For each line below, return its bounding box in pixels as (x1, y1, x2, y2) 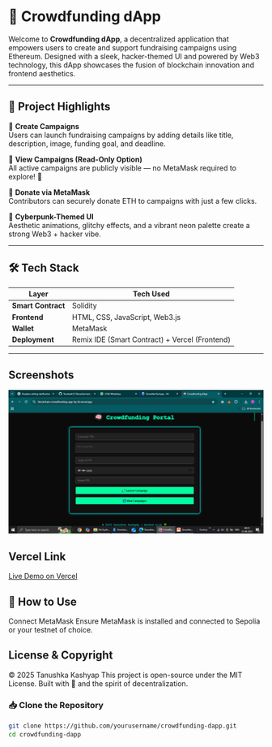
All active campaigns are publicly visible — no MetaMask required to (8, 162, 237, 173)
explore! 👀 (8, 171, 43, 181)
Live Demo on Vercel (8, 572, 79, 581)
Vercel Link (8, 550, 66, 563)
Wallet (11, 323, 34, 333)
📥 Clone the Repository (8, 699, 104, 710)
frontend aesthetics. (8, 68, 76, 78)
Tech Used (133, 289, 170, 299)
